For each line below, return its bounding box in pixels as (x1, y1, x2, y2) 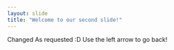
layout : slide (7, 10, 49, 17)
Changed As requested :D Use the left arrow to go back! (7, 35, 168, 43)
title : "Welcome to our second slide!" (7, 16, 123, 23)
